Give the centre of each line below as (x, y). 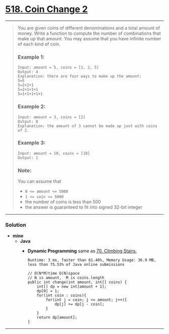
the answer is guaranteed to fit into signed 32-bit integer (83, 207)
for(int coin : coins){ (62, 296)
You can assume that (39, 181)
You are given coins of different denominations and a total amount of (89, 28)
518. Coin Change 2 (47, 9)
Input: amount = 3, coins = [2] (51, 117)
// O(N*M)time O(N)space (54, 274)
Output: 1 (28, 158)
